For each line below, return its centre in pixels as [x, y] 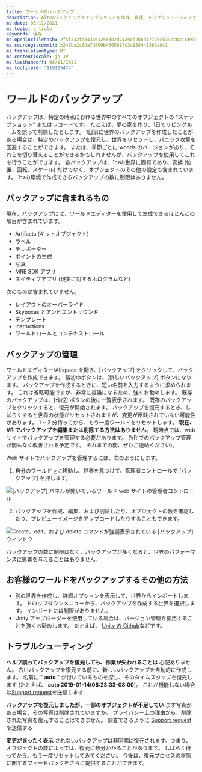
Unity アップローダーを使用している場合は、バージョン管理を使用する [101, 618]
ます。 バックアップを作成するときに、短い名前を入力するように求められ [96, 385]
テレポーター [31, 249]
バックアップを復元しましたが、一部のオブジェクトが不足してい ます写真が [99, 705]
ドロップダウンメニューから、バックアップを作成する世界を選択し [108, 603]
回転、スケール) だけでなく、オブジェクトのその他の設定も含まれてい [103, 170]
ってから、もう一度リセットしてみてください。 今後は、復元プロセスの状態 [99, 755]
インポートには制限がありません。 [69, 610]
